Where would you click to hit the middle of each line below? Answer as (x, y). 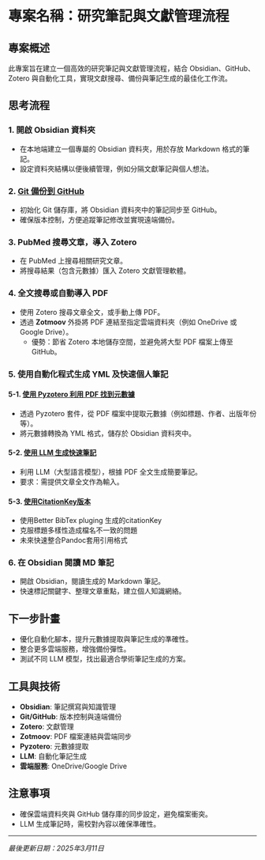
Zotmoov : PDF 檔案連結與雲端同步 (76, 737)
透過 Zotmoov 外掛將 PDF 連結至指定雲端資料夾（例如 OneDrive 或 (128, 322)
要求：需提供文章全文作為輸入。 (71, 481)
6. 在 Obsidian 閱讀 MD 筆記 (61, 563)
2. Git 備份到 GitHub (47, 191)
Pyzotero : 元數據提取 (54, 746)
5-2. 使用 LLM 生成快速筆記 (52, 453)
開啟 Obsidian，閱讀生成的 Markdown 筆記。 (92, 582)
